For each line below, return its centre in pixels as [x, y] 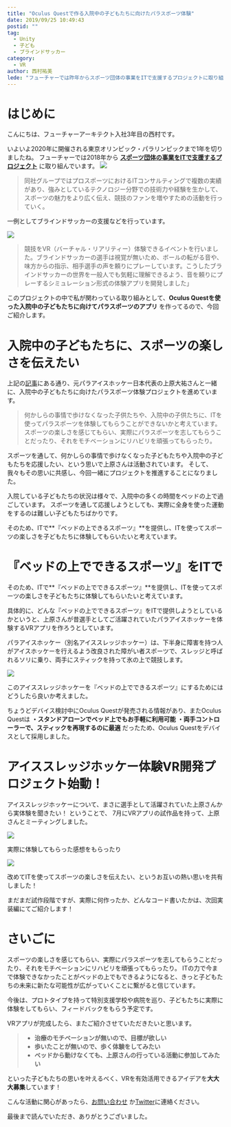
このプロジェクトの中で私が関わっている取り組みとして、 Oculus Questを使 [114, 298]
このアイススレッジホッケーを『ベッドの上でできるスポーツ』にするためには [115, 687]
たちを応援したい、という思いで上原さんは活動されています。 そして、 [112, 464]
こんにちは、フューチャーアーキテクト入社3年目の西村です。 [93, 134]
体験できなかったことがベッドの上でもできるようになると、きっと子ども [115, 977]
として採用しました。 [43, 737]
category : [21, 59]
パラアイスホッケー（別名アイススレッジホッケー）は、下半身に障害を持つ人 [115, 642]
